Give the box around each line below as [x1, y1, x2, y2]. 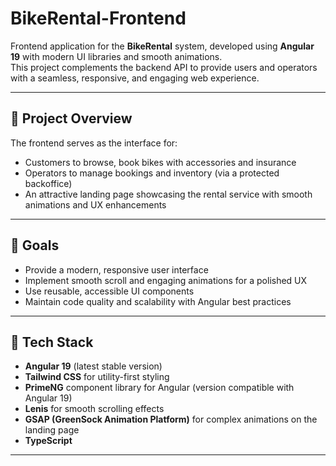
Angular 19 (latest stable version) [24, 360, 163, 372]
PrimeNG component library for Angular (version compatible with [24, 382, 295, 394]
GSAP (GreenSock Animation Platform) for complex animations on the [24, 413, 318, 426]
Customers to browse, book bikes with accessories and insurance [24, 156, 297, 168]
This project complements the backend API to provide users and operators [10, 61, 318, 73]
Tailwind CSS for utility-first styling [24, 371, 170, 383]
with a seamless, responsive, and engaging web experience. [10, 72, 260, 84]
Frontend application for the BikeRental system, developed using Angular [10, 40, 315, 52]
